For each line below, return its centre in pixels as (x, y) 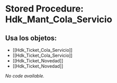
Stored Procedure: (45, 9)
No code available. (25, 76)
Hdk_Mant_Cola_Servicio (59, 19)
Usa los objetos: (31, 38)
